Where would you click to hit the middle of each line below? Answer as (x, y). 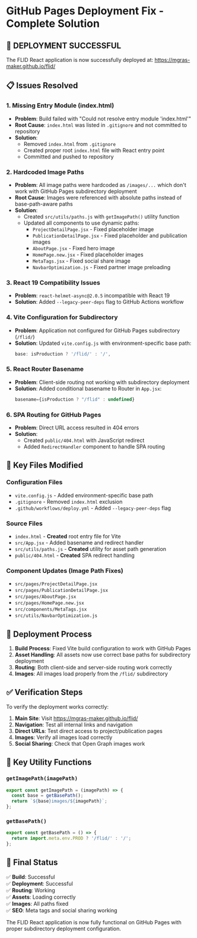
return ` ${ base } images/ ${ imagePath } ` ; (60, 801)
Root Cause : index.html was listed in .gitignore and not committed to (101, 125)
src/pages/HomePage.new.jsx (49, 603)
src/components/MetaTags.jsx (51, 610)
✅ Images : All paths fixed (37, 903)
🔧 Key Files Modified (45, 465)
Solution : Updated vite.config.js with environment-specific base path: (103, 343)
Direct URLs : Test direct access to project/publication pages (89, 731)
